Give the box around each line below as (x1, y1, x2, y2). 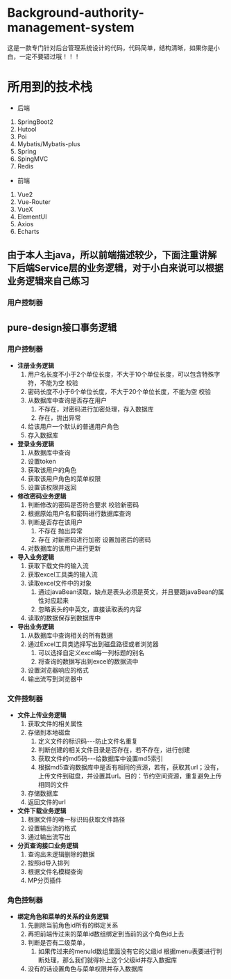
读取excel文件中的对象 (27, 579, 92, 587)
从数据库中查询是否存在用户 (27, 395, 108, 405)
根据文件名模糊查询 (27, 868, 83, 876)
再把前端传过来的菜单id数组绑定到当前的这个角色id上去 (27, 930, 185, 938)
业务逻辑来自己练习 (7, 275, 89, 287)
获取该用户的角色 (27, 465, 77, 474)
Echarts (17, 227, 40, 235)
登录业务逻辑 (17, 439, 54, 448)
